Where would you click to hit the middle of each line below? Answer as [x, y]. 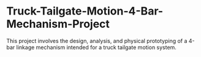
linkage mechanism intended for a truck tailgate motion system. [96, 47]
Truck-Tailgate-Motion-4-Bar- [85, 11]
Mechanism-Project [58, 24]
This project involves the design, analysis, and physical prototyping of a [97, 41]
